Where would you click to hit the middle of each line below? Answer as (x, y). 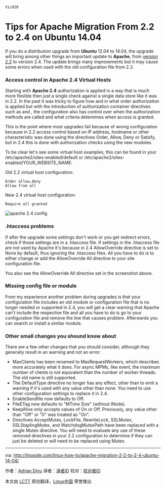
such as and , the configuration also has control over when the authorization (83, 112)
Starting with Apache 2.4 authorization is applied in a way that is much (77, 91)
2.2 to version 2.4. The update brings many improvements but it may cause (82, 62)
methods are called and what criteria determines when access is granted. (80, 117)
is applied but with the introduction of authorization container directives (78, 106)
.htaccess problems (30, 226)
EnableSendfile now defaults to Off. (48, 399)
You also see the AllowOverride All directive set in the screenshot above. (79, 273)
